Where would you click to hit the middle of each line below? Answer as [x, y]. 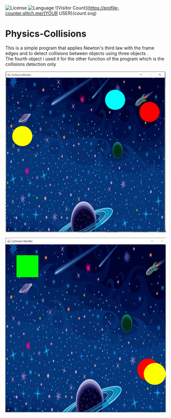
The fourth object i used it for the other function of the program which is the [85, 59]
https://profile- [104, 8]
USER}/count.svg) [78, 13]
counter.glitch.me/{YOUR [32, 13]
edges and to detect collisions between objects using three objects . [77, 53]
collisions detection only [31, 64]
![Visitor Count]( [72, 8]
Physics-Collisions [46, 34]
